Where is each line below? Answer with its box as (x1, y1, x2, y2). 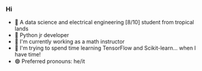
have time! (14, 51, 41, 58)
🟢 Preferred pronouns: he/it (14, 58, 86, 65)
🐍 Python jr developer (14, 32, 69, 39)
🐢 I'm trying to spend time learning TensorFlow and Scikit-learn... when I (14, 44, 196, 52)
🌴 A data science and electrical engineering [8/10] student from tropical (14, 19, 194, 26)
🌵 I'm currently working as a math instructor (14, 38, 125, 46)
